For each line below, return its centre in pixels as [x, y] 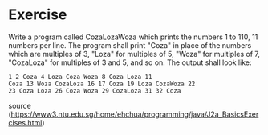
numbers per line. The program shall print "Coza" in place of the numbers [130, 45]
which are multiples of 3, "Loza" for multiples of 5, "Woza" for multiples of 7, [134, 54]
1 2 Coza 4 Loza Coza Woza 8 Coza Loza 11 [80, 77]
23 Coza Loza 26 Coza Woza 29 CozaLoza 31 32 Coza [95, 91]
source [20, 105]
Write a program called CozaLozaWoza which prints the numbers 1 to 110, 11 [133, 37]
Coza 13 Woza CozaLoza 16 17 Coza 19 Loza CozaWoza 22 [102, 84]
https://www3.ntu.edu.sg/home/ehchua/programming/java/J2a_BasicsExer [135, 114]
